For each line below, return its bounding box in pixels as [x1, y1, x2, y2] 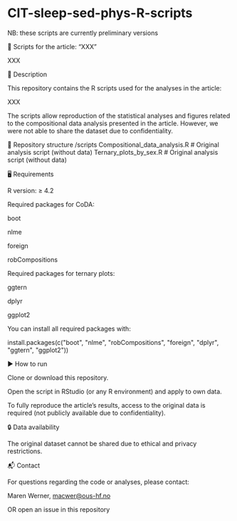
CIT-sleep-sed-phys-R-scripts [7, 5, 193, 21]
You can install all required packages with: [7, 324, 132, 333]
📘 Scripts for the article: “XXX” [7, 42, 98, 51]
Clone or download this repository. [7, 373, 109, 382]
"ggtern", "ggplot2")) [7, 346, 69, 354]
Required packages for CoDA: [7, 200, 95, 208]
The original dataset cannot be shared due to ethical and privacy [7, 439, 197, 448]
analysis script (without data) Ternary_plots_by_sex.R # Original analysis [7, 148, 218, 156]
